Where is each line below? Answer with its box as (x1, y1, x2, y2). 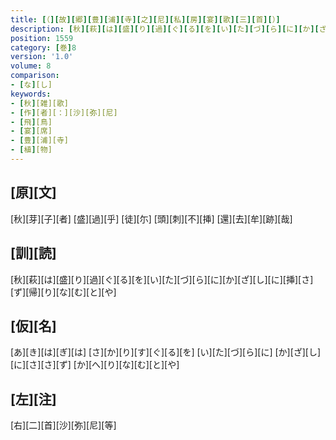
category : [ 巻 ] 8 (10, 42, 77, 53)
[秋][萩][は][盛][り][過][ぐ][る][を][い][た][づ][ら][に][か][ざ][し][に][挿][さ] (10, 273, 314, 285)
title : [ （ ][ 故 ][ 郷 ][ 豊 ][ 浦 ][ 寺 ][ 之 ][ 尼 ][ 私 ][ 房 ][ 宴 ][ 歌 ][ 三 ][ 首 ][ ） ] (10, 14, 281, 25)
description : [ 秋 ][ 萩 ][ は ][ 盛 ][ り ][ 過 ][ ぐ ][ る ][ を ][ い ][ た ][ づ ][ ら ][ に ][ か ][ (10, 24, 320, 34)
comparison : (10, 71, 60, 81)
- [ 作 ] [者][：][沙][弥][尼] (10, 107, 118, 118)
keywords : (10, 89, 52, 99)
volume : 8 (10, 61, 52, 71)
